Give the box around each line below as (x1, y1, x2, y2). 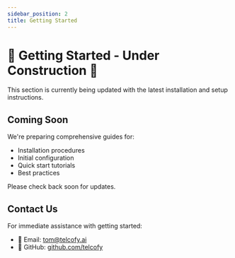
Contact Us (7, 203, 58, 215)
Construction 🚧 (7, 62, 98, 78)
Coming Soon (7, 114, 69, 126)
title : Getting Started (7, 17, 78, 24)
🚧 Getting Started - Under (7, 47, 160, 64)
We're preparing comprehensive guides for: (7, 132, 134, 141)
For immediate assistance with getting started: (7, 222, 143, 230)
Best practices (17, 169, 60, 177)
